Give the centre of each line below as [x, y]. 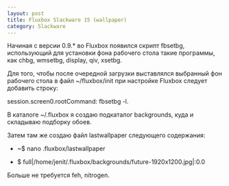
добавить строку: [33, 88]
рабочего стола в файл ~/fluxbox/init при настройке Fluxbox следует [107, 81]
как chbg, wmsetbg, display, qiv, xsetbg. [64, 60]
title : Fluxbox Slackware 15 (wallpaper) [67, 20]
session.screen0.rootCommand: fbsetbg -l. [68, 102]
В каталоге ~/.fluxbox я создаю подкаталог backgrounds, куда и [100, 115]
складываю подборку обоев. [49, 122]
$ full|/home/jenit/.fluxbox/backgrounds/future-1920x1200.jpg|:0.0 [111, 162]
